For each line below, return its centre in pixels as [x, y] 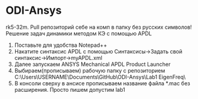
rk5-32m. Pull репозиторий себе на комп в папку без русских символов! [99, 27]
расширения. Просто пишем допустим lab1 [70, 89]
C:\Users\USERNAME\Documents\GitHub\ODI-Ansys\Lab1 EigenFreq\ [100, 77]
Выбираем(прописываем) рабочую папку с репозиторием [90, 70]
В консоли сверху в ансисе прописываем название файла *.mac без [102, 83]
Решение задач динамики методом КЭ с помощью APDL [79, 33]
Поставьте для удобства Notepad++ [61, 45]
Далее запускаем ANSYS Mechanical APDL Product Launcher [92, 64]
